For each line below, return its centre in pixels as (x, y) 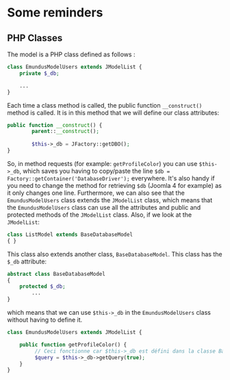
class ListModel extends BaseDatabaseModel (70, 235)
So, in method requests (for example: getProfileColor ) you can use (102, 163)
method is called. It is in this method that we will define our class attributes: (113, 112)
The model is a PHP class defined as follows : (71, 54)
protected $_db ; (43, 287)
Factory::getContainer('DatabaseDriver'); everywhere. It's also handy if (111, 178)
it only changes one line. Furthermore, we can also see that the (96, 193)
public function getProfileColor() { (73, 344)
